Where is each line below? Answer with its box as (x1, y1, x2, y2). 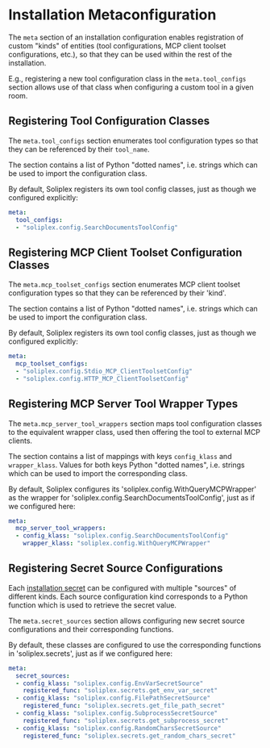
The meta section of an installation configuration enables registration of (8, 32, 244, 42)
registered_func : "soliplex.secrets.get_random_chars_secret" (23, 732, 236, 740)
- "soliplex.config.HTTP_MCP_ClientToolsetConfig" (15, 374, 189, 382)
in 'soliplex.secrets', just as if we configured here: (8, 648, 173, 658)
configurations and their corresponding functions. (8, 624, 174, 634)
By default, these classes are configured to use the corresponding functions (8, 640, 262, 650)
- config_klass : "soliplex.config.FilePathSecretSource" (15, 694, 211, 703)
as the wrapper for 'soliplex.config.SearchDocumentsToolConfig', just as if (8, 492, 255, 502)
